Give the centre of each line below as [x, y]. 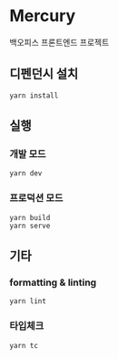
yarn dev [26, 174]
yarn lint [28, 301]
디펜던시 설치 [44, 74]
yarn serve [30, 226]
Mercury [43, 16]
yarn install [34, 95]
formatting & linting [53, 282]
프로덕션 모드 [36, 198]
